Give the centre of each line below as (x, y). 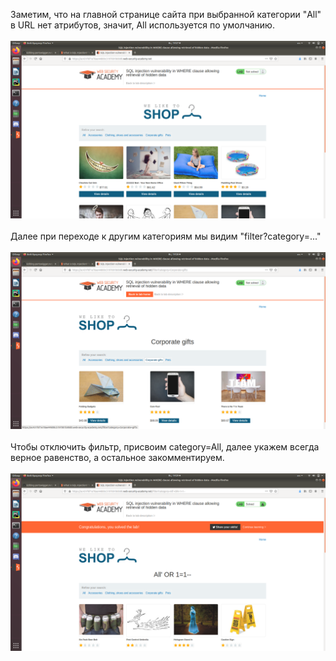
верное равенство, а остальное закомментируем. (117, 457)
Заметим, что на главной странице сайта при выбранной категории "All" (166, 14)
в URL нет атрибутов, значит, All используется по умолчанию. (142, 25)
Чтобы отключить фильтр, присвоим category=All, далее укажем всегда (165, 447)
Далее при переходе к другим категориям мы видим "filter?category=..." (166, 236)
